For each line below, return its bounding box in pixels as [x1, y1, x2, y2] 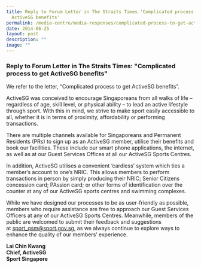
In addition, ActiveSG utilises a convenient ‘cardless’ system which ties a [6, 162, 185, 169]
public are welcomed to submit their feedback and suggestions [6, 218, 162, 226]
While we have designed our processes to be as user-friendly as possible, [6, 199, 189, 206]
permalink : [6, 20, 33, 26]
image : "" [6, 42, 31, 48]
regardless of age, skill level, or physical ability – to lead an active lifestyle [6, 101, 188, 108]
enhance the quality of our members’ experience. [6, 231, 128, 238]
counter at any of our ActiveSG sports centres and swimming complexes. [6, 188, 187, 195]
